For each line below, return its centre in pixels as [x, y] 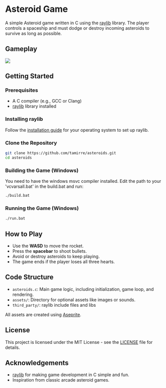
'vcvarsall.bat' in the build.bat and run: [44, 186]
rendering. [23, 294]
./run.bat [15, 219]
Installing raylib [24, 119]
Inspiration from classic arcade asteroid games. [61, 380]
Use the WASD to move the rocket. [48, 246]
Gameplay [21, 49]
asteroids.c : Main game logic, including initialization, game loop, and [83, 289]
